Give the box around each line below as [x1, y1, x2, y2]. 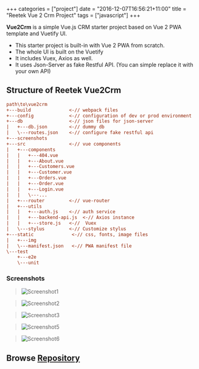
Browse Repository [6, 353, 80, 363]
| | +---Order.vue [6, 181, 64, 187]
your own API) [15, 68, 51, 75]
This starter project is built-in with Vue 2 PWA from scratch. [15, 42, 165, 49]
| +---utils [6, 203, 43, 209]
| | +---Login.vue [6, 186, 64, 192]
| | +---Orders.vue [6, 175, 67, 181]
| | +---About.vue [6, 158, 64, 164]
